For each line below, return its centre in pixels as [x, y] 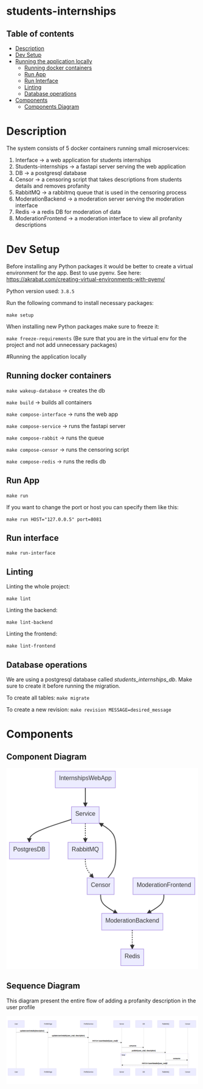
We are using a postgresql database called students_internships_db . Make [99, 679]
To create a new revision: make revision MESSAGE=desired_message [89, 709]
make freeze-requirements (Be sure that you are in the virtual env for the [97, 338]
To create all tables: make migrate [48, 698]
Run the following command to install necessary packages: [80, 302]
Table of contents [40, 34]
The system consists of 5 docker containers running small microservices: [98, 148]
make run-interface [31, 553]
